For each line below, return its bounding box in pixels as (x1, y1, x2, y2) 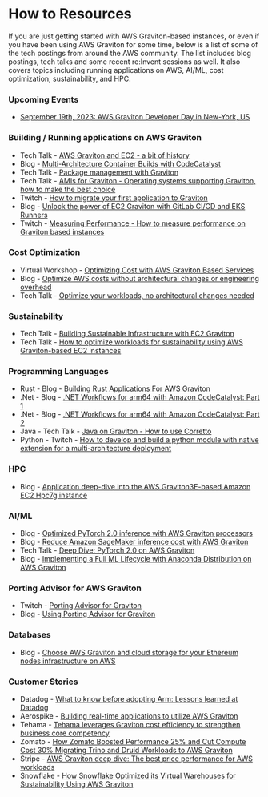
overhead (19, 282, 52, 292)
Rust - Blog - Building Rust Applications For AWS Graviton (19, 384, 210, 393)
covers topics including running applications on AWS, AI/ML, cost (8, 65, 224, 74)
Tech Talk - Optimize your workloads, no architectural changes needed (19, 290, 254, 300)
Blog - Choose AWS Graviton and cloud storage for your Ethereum (19, 647, 238, 657)
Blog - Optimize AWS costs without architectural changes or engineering (19, 273, 260, 283)
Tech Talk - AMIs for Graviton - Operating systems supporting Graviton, (19, 175, 256, 185)
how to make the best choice (19, 184, 116, 194)
